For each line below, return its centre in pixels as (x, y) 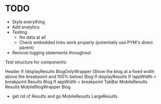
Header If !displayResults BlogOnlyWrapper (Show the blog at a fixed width (80, 71)
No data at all (32, 37)
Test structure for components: (36, 62)
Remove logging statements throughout (51, 52)
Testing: (20, 32)
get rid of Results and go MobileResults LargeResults (65, 96)
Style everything (28, 22)
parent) (27, 47)
